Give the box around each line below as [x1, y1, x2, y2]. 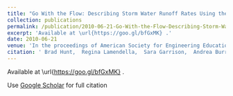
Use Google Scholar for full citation [7, 81, 107, 89]
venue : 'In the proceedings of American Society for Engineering [7, 42, 200, 49]
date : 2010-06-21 [7, 36, 58, 43]
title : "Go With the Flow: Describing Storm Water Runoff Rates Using [7, 10, 216, 17]
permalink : [7, 23, 39, 30]
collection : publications [7, 17, 82, 23]
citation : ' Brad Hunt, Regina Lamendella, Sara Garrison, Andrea [7, 49, 213, 56]
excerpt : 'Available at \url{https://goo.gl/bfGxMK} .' [7, 29, 172, 37]
